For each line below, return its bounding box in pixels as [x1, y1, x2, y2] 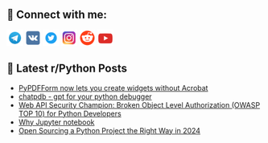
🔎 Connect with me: [6, 8, 107, 22]
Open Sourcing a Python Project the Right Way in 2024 [18, 125, 201, 135]
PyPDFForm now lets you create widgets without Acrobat [18, 83, 208, 92]
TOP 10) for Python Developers [18, 108, 122, 118]
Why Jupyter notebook [18, 117, 95, 127]
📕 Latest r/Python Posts [6, 62, 128, 76]
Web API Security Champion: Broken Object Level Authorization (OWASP [18, 100, 261, 109]
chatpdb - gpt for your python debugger [18, 92, 153, 101]
